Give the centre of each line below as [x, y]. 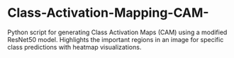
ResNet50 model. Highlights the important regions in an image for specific [116, 39]
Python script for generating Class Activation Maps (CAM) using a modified [117, 32]
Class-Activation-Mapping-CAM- [108, 13]
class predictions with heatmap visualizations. [74, 47]
